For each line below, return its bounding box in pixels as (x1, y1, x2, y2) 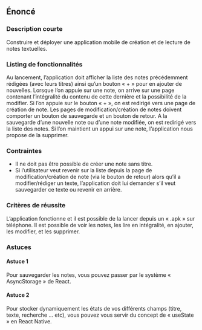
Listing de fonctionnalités (6, 60, 83, 68)
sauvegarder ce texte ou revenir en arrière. (15, 186, 122, 193)
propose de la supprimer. (6, 131, 69, 138)
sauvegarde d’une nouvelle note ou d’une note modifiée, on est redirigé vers (6, 118, 197, 126)
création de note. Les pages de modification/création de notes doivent (6, 106, 182, 113)
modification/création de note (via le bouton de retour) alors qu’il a (15, 173, 181, 181)
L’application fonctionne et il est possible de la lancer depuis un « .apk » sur (6, 215, 195, 222)
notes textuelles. (6, 45, 48, 52)
